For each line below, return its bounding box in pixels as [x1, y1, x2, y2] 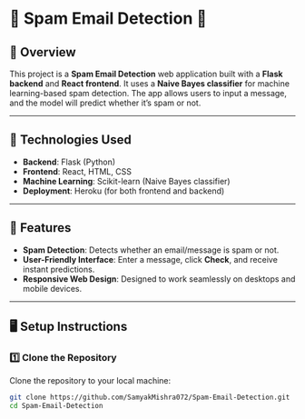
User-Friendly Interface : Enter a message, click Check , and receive [22, 254, 279, 264]
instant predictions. [22, 264, 95, 274]
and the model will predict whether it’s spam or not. [9, 97, 202, 108]
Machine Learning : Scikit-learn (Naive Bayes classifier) [22, 175, 231, 186]
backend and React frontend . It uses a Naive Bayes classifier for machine [9, 78, 290, 89]
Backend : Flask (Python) [22, 156, 116, 167]
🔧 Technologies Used [9, 132, 132, 148]
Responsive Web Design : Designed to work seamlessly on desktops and [22, 273, 296, 284]
